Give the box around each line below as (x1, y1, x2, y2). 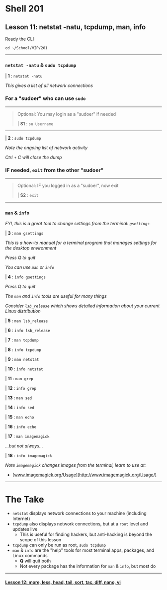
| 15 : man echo (5, 414, 34, 420)
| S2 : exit (17, 192, 39, 198)
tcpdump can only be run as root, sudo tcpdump (12, 542, 106, 548)
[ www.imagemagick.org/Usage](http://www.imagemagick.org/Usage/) (12, 472, 157, 478)
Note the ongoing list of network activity (5, 145, 88, 151)
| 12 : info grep (5, 385, 36, 391)
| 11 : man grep (5, 376, 33, 382)
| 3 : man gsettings (5, 230, 44, 236)
